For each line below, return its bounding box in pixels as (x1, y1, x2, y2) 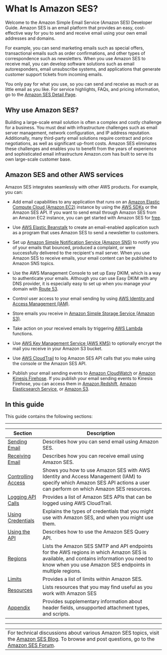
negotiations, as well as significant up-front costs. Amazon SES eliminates (5, 140, 157, 146)
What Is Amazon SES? (5, 3, 98, 14)
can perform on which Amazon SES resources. (42, 485, 152, 492)
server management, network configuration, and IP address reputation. (5, 130, 151, 136)
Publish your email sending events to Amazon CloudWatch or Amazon (12, 370, 156, 376)
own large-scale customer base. (5, 156, 72, 162)
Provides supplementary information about (42, 598, 143, 605)
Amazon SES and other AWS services (5, 171, 124, 179)
